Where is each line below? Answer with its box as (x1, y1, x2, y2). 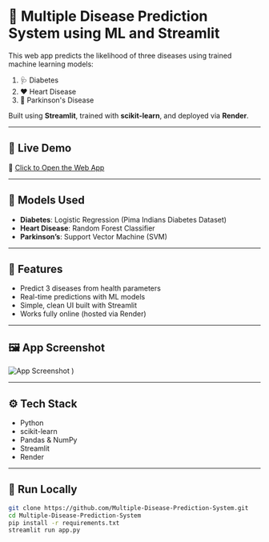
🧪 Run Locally (8, 483, 78, 496)
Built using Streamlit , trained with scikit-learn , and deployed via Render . (8, 110, 250, 120)
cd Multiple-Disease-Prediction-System (8, 512, 142, 520)
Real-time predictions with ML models (19, 292, 146, 302)
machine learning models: (8, 59, 94, 69)
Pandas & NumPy (19, 436, 78, 444)
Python (19, 418, 44, 428)
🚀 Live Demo (8, 142, 72, 155)
